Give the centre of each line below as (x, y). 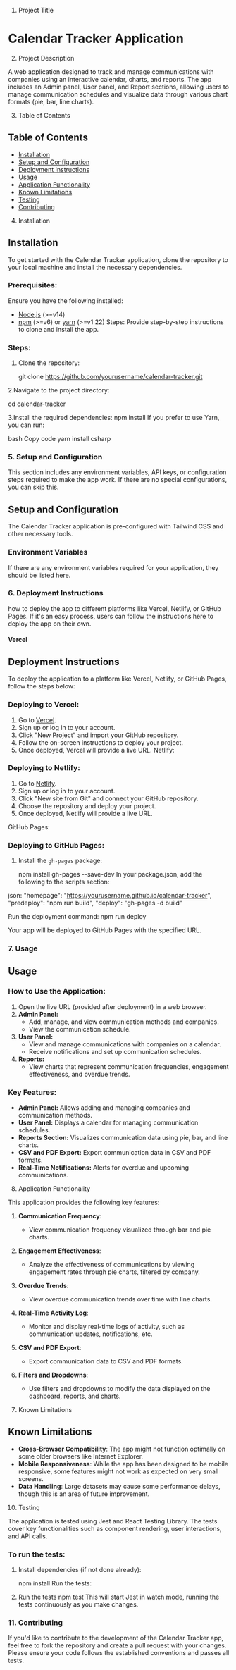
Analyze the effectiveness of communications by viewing (112, 1265)
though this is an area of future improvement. (84, 1494)
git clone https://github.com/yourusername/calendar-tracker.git (110, 377)
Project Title (36, 10)
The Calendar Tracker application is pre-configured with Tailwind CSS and (116, 526)
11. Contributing (35, 1623)
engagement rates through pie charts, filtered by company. (114, 1272)
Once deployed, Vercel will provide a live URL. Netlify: (96, 750)
